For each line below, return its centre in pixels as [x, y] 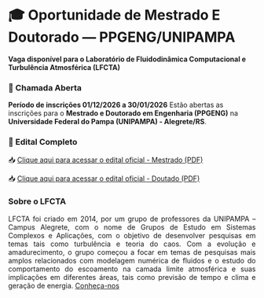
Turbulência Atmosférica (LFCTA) [64, 67]
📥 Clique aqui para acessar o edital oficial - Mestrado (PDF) [106, 160]
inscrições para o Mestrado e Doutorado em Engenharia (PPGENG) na [123, 113]
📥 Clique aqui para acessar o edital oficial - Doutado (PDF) [104, 178]
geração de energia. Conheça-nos [64, 285]
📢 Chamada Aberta [45, 87]
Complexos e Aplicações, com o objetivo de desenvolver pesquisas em [132, 235]
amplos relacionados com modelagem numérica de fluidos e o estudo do [132, 260]
